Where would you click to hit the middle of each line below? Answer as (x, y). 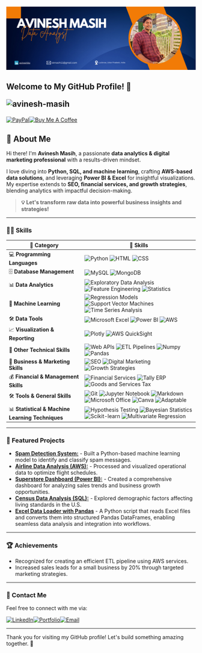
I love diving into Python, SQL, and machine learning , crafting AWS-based (99, 172)
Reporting (22, 339)
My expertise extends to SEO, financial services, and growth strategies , (97, 184)
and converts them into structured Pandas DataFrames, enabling (95, 517)
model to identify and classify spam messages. (73, 460)
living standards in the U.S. (48, 505)
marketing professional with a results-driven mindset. (74, 160)
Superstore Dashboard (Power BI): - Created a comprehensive (93, 479)
